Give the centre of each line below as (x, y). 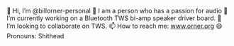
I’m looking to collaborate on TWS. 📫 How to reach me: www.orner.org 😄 (115, 26)
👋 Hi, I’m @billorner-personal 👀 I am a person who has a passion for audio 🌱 (117, 11)
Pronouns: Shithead (35, 36)
